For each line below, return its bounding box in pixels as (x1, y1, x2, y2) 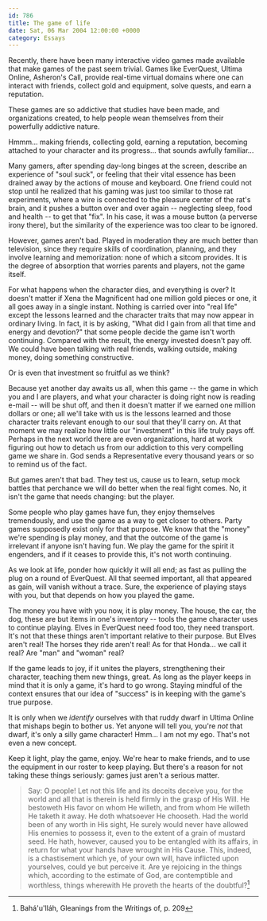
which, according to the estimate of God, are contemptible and (27, 871, 233, 880)
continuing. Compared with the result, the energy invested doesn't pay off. (8, 336, 253, 345)
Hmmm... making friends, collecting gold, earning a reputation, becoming (8, 137, 248, 147)
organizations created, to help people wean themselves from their (8, 113, 224, 123)
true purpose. (8, 697, 53, 707)
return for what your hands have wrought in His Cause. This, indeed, (27, 845, 252, 855)
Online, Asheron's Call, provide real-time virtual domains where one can (8, 72, 244, 82)
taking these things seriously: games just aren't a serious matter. (8, 771, 220, 780)
